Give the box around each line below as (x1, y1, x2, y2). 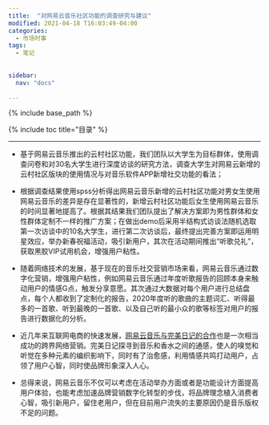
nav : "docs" (15, 79, 56, 87)
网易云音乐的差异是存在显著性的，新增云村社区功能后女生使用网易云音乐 (19, 196, 259, 206)
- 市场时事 (15, 34, 47, 42)
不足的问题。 (19, 408, 62, 418)
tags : (8, 42, 26, 50)
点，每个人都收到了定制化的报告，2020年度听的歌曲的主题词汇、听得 (19, 293, 248, 303)
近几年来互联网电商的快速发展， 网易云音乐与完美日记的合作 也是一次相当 (19, 330, 259, 341)
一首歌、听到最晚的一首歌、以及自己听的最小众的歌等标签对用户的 (34, 304, 252, 314)
